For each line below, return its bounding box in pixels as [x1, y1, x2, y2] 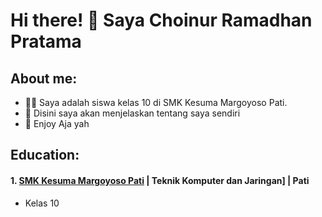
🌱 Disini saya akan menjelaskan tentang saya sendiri [24, 107, 241, 119]
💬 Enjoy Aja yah [24, 118, 90, 129]
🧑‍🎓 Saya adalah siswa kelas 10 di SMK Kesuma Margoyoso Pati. [24, 97, 288, 108]
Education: [10, 147, 80, 164]
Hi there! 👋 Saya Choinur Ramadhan [10, 9, 313, 32]
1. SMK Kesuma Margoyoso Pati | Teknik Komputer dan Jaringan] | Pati [10, 174, 310, 186]
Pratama [10, 30, 82, 53]
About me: [10, 70, 78, 87]
